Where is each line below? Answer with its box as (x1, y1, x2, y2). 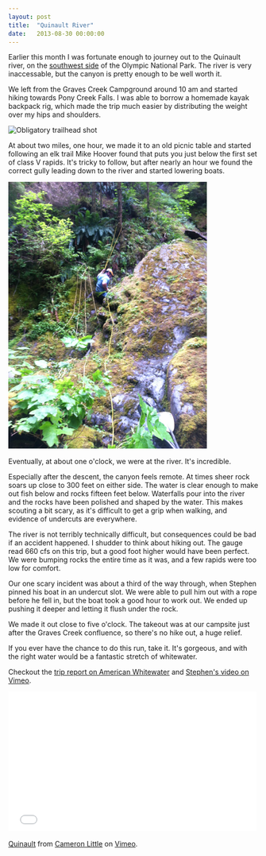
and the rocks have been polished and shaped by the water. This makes (8, 497, 244, 506)
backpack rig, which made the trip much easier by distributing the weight (8, 102, 248, 111)
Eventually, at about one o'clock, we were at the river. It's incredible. (8, 456, 232, 466)
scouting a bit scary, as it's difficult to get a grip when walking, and (8, 505, 228, 515)
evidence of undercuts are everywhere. (8, 513, 137, 524)
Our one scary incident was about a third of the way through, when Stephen (8, 579, 256, 588)
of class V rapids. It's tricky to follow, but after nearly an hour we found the (8, 157, 253, 167)
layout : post (8, 13, 52, 21)
